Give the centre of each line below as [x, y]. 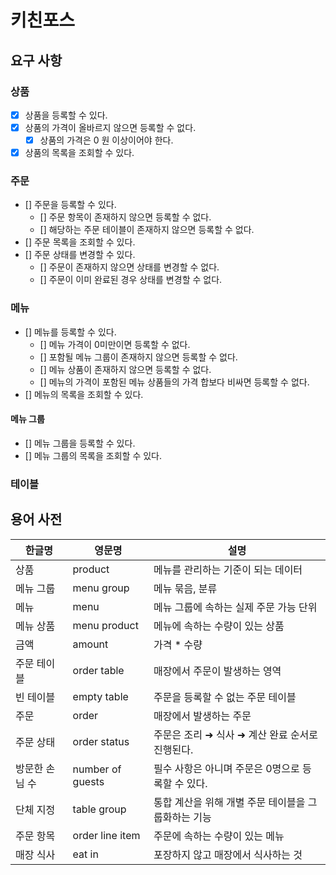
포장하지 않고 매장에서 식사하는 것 [228, 854]
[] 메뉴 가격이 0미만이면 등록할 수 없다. [115, 344]
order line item [106, 835]
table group [99, 809]
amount [90, 644]
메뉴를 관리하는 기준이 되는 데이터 [228, 569]
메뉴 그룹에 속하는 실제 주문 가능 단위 [235, 607]
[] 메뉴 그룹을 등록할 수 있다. [80, 443]
